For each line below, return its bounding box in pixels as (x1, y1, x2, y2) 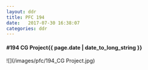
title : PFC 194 (6, 14, 45, 20)
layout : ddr (6, 8, 36, 15)
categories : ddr (6, 25, 47, 32)
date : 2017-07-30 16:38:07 (6, 20, 80, 26)
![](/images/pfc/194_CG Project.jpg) (6, 57, 95, 65)
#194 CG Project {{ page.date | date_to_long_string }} (6, 44, 143, 51)
